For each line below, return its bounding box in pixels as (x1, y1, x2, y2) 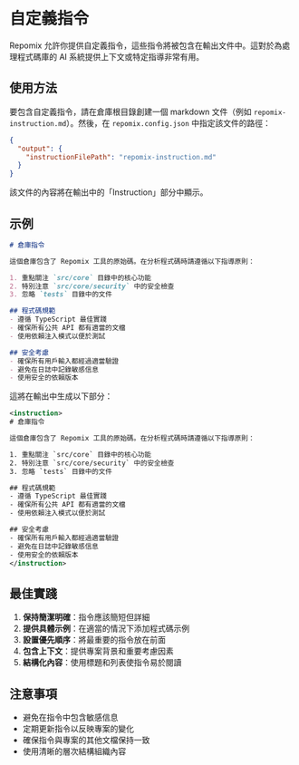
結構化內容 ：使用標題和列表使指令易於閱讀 (22, 657, 182, 668)
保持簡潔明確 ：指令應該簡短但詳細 (22, 612, 150, 623)
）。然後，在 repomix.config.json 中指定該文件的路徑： (66, 117, 272, 128)
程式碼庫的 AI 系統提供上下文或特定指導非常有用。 (16, 51, 205, 62)
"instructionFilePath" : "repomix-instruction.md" (25, 152, 217, 161)
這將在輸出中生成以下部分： (9, 391, 113, 402)
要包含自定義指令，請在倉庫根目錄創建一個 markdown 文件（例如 (9, 106, 252, 117)
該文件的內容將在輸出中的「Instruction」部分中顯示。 (9, 187, 208, 198)
